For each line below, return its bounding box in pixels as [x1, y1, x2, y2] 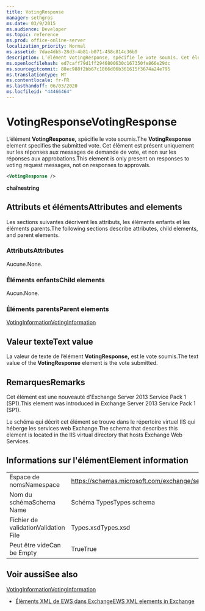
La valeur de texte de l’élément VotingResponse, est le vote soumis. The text [6, 353, 199, 360]
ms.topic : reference [6, 32, 59, 38]
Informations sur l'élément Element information [6, 455, 189, 466]
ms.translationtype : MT [6, 72, 67, 78]
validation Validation [9, 523, 65, 531]
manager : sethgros [6, 15, 53, 21]
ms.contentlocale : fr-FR [6, 77, 70, 83]
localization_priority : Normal [6, 43, 86, 50]
